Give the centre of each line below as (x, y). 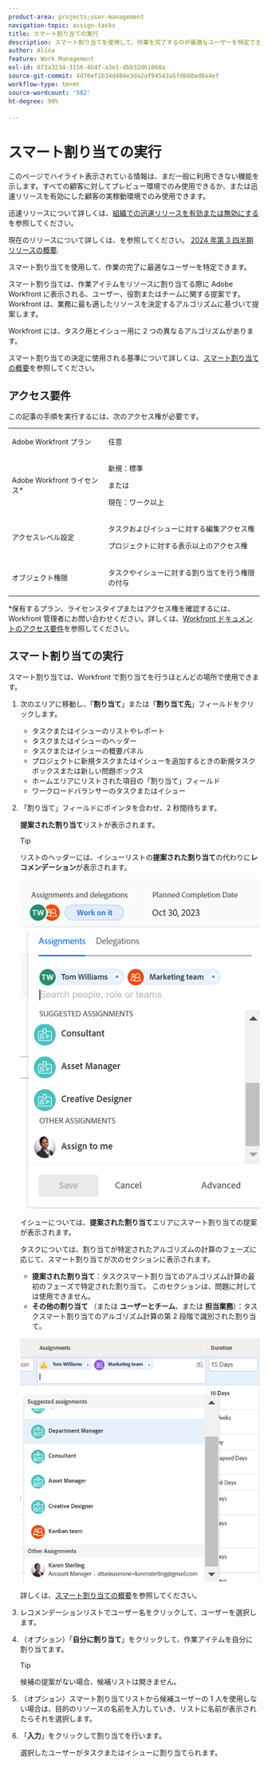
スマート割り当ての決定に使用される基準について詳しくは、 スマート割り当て (134, 358)
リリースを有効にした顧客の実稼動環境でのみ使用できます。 (112, 197)
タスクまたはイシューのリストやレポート (98, 730)
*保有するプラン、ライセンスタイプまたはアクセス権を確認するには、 (122, 608)
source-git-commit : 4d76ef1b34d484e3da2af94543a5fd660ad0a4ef (114, 76)
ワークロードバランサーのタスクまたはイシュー (108, 790)
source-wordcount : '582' (49, 93)
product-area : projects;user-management (77, 17)
